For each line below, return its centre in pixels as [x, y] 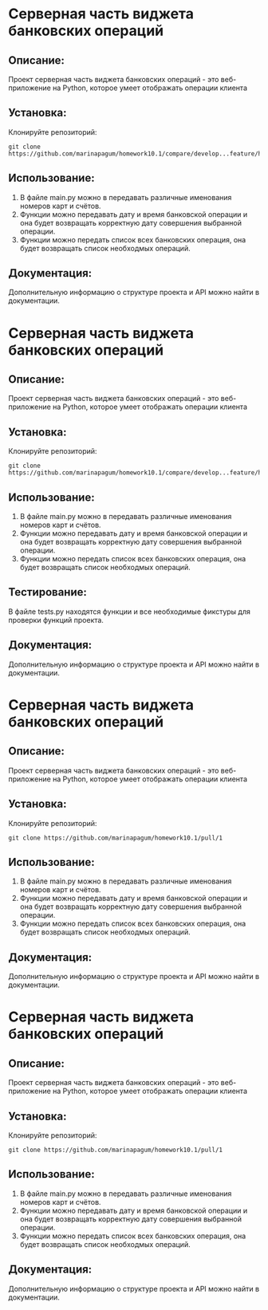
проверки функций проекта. [56, 620]
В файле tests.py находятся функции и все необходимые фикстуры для [130, 612]
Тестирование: [48, 592]
